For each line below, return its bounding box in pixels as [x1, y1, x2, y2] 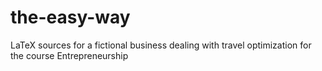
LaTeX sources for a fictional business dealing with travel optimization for [10, 39, 312, 51]
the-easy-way [10, 6, 131, 29]
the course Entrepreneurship [10, 49, 129, 61]
